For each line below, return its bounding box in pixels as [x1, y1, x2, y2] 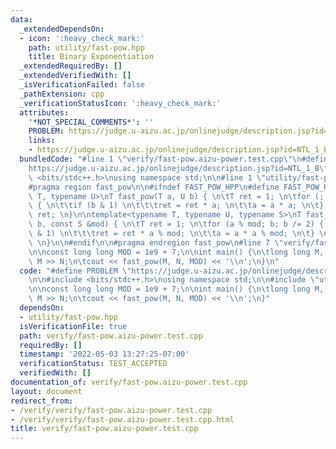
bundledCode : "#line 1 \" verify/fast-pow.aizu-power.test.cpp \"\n [19, 154, 302, 164]
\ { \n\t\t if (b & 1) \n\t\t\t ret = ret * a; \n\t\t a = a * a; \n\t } [28, 201, 325, 211]
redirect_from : [10, 396, 74, 406]
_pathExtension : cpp [19, 89, 105, 99]
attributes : [19, 107, 70, 118]
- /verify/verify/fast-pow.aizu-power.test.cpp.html [10, 414, 235, 425]
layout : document [10, 386, 83, 396]
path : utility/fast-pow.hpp [28, 42, 145, 53]
